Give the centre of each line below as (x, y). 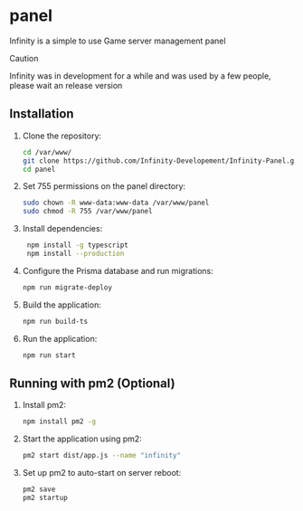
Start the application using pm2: (82, 439)
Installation (42, 114)
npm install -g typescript (77, 245)
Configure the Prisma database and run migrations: (118, 270)
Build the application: (62, 305)
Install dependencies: (62, 229)
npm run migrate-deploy (67, 287)
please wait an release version (66, 85)
